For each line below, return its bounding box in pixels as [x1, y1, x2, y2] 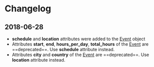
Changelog [4, 3, 51, 14]
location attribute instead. [11, 57, 66, 63]
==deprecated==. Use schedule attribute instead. [11, 47, 115, 52]
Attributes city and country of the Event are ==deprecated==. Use [11, 52, 150, 58]
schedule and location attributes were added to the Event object [11, 36, 146, 42]
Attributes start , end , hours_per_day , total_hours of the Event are [11, 41, 149, 47]
